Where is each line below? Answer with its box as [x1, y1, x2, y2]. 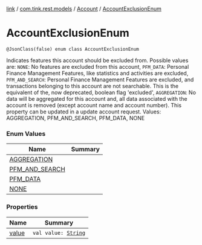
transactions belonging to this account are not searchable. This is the [6, 82, 179, 89]
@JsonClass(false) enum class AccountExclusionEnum [6, 46, 139, 52]
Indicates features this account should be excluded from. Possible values [6, 57, 189, 64]
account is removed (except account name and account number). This [6, 101, 182, 109]
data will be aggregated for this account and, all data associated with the [6, 95, 187, 102]
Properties [6, 203, 38, 211]
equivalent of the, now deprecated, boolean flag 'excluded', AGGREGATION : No [6, 89, 197, 96]
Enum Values [6, 129, 46, 138]
